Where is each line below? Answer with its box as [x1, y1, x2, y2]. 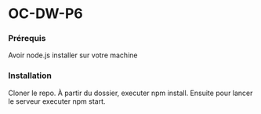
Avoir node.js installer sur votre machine [8, 50, 138, 60]
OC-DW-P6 [8, 5, 84, 23]
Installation [8, 70, 53, 81]
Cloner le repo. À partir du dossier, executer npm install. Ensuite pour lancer [8, 88, 253, 97]
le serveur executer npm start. [8, 96, 106, 106]
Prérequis [8, 33, 46, 44]
